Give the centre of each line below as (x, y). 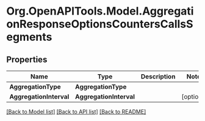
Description (158, 76)
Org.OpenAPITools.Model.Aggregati (100, 11)
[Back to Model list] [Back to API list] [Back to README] (76, 112)
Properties (27, 59)
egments (29, 37)
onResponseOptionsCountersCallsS (100, 24)
